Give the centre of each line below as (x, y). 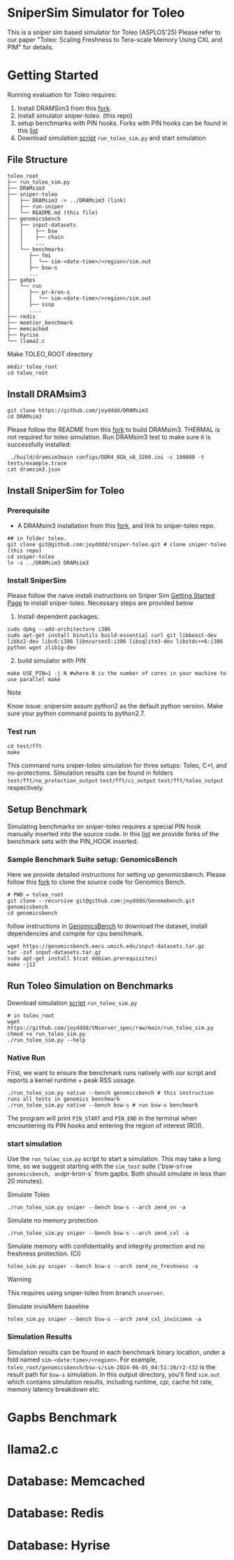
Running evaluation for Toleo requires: (62, 94)
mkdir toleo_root (32, 367)
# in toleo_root (31, 1015)
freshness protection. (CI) (44, 1254)
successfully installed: (39, 444)
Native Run (26, 1058)
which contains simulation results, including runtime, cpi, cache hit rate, (110, 1382)
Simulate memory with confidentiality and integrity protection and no (106, 1246)
